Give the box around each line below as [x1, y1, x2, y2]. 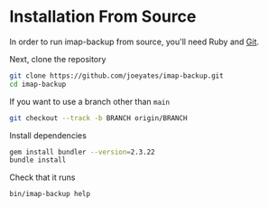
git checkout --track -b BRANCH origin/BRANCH [9, 113, 188, 123]
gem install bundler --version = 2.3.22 [9, 147, 155, 156]
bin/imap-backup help [9, 190, 91, 199]
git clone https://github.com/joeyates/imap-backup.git [9, 71, 224, 80]
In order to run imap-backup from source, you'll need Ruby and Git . [9, 36, 260, 47]
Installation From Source [9, 6, 197, 27]
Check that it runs [9, 172, 76, 183]
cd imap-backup [9, 80, 67, 89]
